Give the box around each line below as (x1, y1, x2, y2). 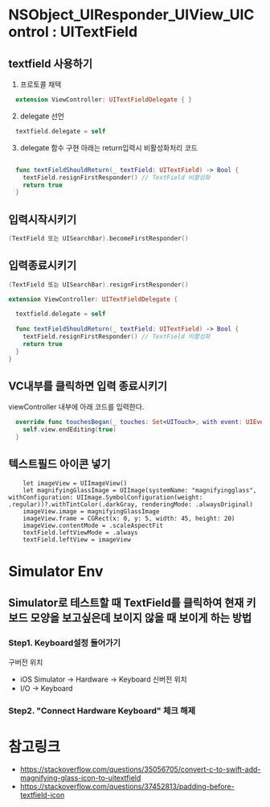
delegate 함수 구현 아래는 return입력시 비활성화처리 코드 (19, 142, 198, 152)
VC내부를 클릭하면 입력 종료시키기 (8, 379, 167, 393)
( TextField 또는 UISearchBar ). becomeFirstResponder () (8, 235, 189, 243)
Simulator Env (8, 562, 104, 580)
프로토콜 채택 (19, 80, 62, 89)
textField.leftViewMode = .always (22, 529, 138, 537)
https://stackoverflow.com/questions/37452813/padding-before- (19, 782, 235, 792)
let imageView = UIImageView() (22, 479, 128, 488)
